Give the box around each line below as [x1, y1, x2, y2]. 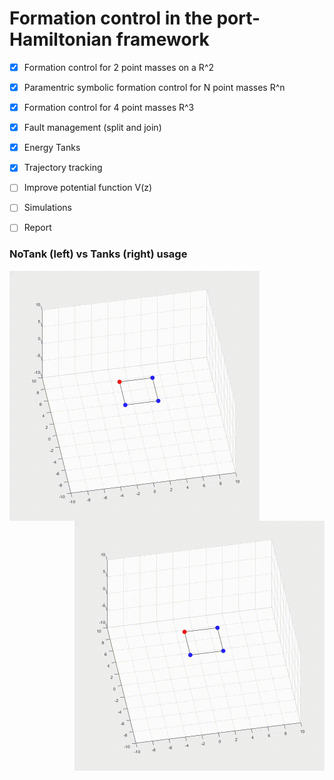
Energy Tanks [23, 142, 81, 154]
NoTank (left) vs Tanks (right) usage [9, 247, 188, 261]
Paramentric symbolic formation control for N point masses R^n [23, 82, 286, 93]
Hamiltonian [9, 28, 113, 51]
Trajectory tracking [23, 162, 103, 174]
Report [23, 222, 52, 234]
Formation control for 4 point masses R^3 [23, 102, 195, 114]
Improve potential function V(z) [23, 182, 153, 194]
